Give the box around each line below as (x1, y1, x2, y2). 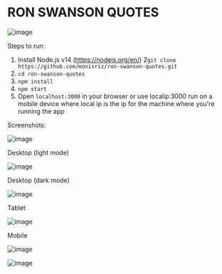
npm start (17, 85, 48, 93)
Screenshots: (7, 120, 46, 129)
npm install (17, 78, 53, 85)
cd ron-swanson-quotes (17, 70, 85, 78)
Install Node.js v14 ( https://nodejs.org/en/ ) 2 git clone (17, 55, 176, 64)
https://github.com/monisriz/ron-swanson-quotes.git (17, 63, 178, 70)
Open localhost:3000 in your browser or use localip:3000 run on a (17, 92, 213, 100)
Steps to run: (7, 41, 46, 50)
